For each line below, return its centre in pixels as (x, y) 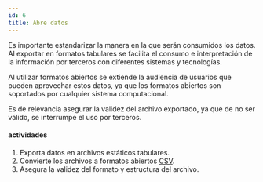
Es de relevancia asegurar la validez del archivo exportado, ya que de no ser (132, 109)
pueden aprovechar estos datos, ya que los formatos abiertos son (115, 85)
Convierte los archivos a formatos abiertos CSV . (97, 161)
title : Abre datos (38, 23)
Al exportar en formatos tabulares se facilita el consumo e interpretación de (130, 53)
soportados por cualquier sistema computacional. (88, 93)
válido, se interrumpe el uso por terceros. (75, 117)
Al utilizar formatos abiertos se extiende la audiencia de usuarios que (120, 77)
